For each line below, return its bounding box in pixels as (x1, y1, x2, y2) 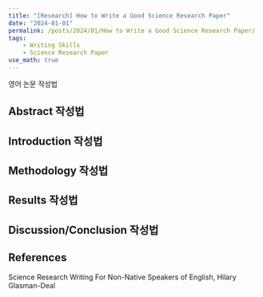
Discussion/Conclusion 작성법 (8, 223, 159, 236)
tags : (8, 34, 26, 42)
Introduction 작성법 (8, 134, 103, 148)
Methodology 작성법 (8, 164, 109, 178)
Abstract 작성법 (8, 105, 85, 118)
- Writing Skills (22, 42, 81, 49)
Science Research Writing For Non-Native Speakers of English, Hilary (8, 272, 237, 282)
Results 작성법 (8, 193, 78, 208)
